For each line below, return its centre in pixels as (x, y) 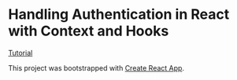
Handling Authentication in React (119, 15)
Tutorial (20, 53)
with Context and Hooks (89, 31)
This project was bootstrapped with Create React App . (96, 67)
